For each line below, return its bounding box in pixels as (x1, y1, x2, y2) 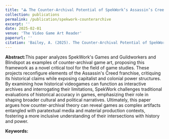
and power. (5, 118, 29, 124)
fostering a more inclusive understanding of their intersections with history (5, 113, 160, 119)
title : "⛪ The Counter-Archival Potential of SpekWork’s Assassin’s (5, 7, 153, 13)
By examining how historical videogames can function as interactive (5, 81, 146, 87)
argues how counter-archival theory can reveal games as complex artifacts (5, 102, 161, 108)
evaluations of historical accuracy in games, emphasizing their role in (5, 91, 149, 97)
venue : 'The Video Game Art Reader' (5, 31, 82, 36)
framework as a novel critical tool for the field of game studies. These (5, 64, 149, 71)
